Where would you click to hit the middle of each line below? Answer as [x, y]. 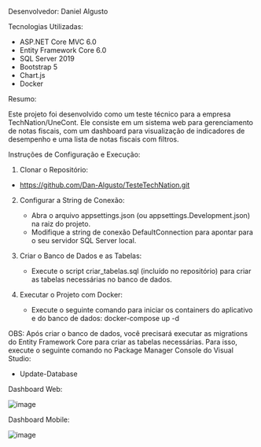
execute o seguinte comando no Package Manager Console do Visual [121, 350]
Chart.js [32, 75]
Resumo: [22, 99]
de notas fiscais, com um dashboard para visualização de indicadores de [127, 131]
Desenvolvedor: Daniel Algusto [58, 11]
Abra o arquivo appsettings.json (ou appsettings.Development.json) [140, 215]
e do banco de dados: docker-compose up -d [105, 318]
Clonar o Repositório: [54, 170]
